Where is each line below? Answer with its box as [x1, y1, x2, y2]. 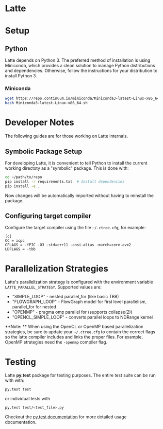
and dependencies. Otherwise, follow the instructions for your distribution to [5, 68, 158, 73]
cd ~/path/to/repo [5, 175, 42, 179]
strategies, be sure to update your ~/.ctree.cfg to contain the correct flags [5, 329, 156, 335]
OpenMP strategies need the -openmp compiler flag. [5, 339, 108, 345]
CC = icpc [5, 238, 25, 243]
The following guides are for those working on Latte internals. [5, 133, 128, 139]
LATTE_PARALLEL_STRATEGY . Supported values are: [5, 284, 102, 290]
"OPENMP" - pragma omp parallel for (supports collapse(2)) [12, 309, 132, 315]
